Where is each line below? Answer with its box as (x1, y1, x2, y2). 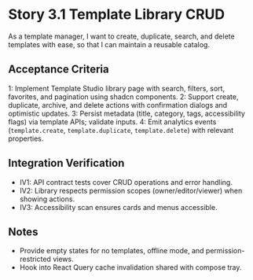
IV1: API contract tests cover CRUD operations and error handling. (19, 177, 233, 186)
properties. (8, 134, 44, 143)
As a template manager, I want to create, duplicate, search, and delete (8, 31, 235, 41)
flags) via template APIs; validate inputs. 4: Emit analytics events (8, 116, 217, 127)
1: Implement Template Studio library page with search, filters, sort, (8, 83, 225, 93)
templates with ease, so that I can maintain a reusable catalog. (8, 39, 211, 49)
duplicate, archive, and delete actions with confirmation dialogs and (8, 100, 228, 109)
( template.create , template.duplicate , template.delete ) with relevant (8, 125, 234, 134)
